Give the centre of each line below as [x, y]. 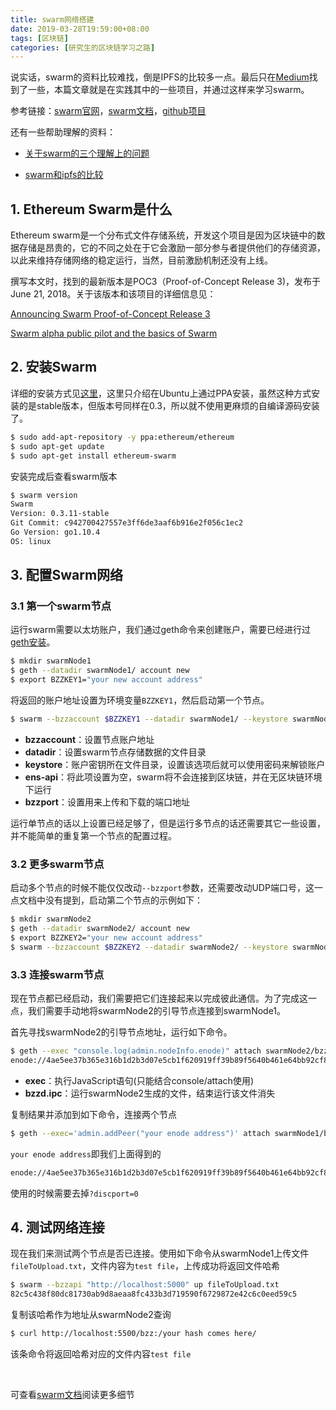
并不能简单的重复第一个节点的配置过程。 [93, 835]
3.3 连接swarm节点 [57, 974]
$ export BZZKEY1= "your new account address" [106, 680]
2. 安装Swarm [54, 367]
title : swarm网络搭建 [52, 19]
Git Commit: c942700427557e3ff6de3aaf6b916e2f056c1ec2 [127, 523]
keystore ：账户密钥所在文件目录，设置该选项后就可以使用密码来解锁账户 [175, 764]
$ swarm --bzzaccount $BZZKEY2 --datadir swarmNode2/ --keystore [149, 947]
